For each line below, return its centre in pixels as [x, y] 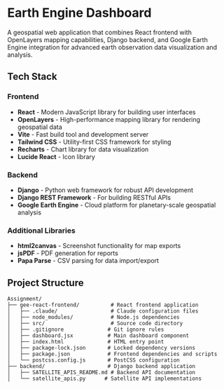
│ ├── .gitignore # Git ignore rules [86, 330]
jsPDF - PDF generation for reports [68, 253]
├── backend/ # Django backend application [101, 367]
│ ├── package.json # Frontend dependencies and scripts [112, 354]
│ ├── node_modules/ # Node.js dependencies [93, 318]
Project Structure [45, 283]
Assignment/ [24, 299]
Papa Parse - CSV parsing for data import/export [88, 261]
